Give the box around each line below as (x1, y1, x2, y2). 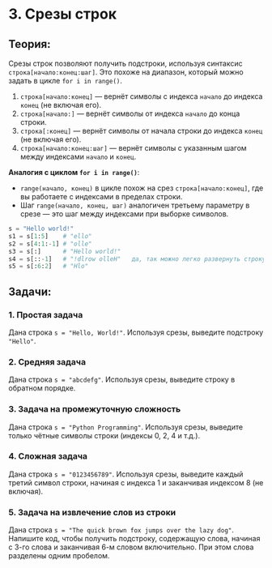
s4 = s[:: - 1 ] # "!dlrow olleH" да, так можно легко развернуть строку (8, 254, 266, 263)
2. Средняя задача (8, 356, 87, 367)
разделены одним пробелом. (8, 551, 110, 561)
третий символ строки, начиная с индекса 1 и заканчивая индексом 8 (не (8, 477, 264, 487)
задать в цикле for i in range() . (8, 76, 123, 85)
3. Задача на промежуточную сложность (8, 404, 181, 415)
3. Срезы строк (8, 5, 117, 23)
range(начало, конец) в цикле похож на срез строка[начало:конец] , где (19, 183, 264, 193)
